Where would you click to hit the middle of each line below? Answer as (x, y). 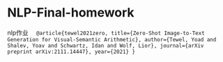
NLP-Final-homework (71, 13)
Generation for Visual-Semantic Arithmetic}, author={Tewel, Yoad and (112, 39)
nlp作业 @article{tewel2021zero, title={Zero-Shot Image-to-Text (106, 32)
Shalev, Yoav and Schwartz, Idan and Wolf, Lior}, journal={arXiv (106, 45)
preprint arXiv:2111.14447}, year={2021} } (71, 52)
